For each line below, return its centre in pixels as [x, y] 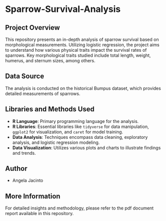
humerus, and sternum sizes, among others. [50, 60]
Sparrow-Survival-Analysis [63, 9]
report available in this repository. [39, 214]
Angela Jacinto [28, 181]
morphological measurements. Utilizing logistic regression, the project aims [83, 45]
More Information [33, 196]
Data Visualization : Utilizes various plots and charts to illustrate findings [86, 147]
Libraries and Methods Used [50, 109]
